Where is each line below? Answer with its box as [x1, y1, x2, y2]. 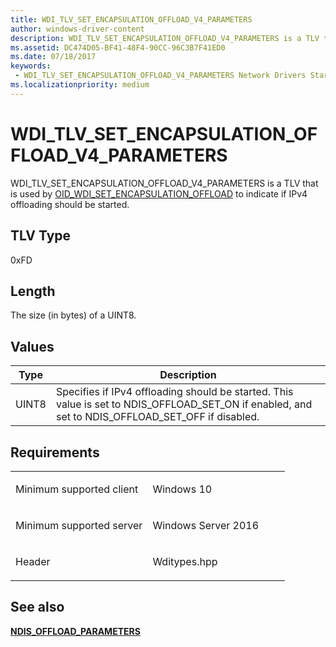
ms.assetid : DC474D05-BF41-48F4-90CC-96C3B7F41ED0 [10, 42, 226, 53]
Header [15, 554, 51, 568]
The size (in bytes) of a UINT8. [10, 309, 137, 321]
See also [10, 599, 65, 616]
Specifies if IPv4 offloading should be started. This [55, 385, 294, 399]
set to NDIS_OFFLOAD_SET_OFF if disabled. [55, 410, 260, 424]
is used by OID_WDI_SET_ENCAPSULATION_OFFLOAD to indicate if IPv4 [10, 187, 308, 200]
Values [10, 338, 55, 355]
